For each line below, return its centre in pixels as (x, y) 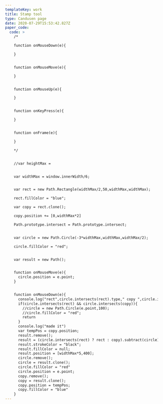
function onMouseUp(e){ (38, 89)
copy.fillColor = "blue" (43, 390)
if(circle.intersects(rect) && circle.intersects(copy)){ (78, 304)
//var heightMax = (32, 164)
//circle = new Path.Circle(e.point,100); (66, 308)
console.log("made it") (42, 327)
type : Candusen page (26, 18)
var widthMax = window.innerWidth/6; (52, 176)
